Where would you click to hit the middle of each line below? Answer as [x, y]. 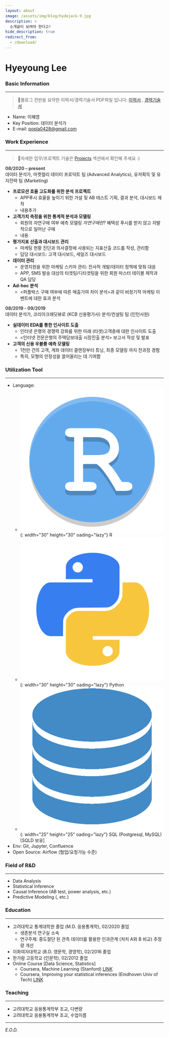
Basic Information [27, 83]
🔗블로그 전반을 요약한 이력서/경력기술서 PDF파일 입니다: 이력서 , [80, 100]
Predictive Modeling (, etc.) [40, 897]
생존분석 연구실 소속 [39, 932]
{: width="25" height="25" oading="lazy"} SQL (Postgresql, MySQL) [91, 834]
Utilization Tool [24, 370]
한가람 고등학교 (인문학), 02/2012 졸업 [50, 958]
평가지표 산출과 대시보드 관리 [40, 241]
